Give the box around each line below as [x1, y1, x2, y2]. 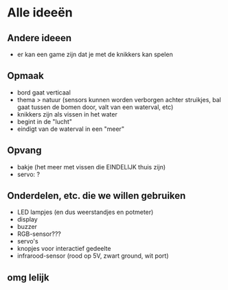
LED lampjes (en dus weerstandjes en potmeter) [16, 208, 154, 217]
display [16, 215, 38, 223]
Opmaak [7, 70, 45, 82]
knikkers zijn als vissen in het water [16, 110, 118, 118]
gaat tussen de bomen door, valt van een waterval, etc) [16, 103, 174, 111]
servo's [16, 237, 39, 245]
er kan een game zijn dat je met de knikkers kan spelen [16, 50, 173, 58]
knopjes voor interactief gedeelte [16, 245, 111, 253]
